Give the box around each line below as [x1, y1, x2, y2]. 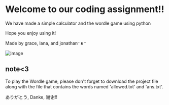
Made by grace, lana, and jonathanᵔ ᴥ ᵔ [5, 40, 86, 46]
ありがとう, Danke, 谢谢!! [5, 94, 57, 100]
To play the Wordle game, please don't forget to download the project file [5, 78, 158, 84]
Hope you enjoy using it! [5, 30, 56, 36]
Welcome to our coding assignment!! [5, 4, 164, 15]
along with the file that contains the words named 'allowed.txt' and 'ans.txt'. [5, 83, 163, 89]
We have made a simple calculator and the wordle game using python [5, 20, 151, 26]
